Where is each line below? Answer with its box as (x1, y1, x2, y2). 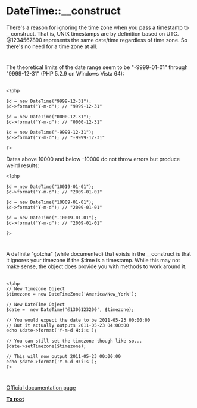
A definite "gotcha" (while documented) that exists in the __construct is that (6, 250, 192, 258)
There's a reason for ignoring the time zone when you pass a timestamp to (6, 24, 189, 31)
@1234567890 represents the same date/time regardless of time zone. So (6, 36, 187, 43)
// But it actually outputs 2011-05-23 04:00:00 (6, 322, 129, 328)
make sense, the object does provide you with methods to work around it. (6, 263, 187, 270)
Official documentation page (6, 384, 76, 391)
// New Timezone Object (6, 286, 65, 292)
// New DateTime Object (6, 302, 65, 307)
